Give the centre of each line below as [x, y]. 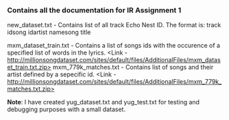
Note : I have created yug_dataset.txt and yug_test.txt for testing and [104, 102]
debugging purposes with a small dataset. [66, 109]
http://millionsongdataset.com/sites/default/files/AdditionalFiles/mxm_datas [114, 60]
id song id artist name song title [49, 32]
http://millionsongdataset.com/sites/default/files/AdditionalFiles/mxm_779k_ [114, 82]
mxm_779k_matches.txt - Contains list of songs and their [133, 67]
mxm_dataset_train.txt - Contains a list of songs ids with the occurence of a [114, 46]
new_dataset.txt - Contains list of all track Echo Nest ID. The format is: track [114, 25]
